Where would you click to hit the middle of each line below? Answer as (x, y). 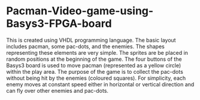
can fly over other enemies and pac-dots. (57, 90)
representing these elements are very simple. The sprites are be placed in (97, 52)
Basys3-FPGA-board (59, 24)
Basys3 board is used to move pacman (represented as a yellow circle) (94, 65)
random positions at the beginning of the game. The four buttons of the (94, 59)
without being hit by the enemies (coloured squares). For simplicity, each (96, 78)
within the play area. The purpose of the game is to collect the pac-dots (95, 71)
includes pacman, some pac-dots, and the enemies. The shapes (85, 46)
